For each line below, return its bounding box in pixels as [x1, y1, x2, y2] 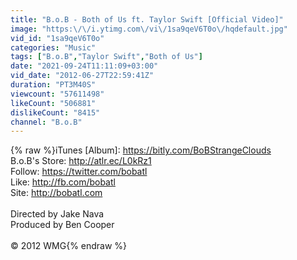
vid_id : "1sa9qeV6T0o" [10, 33, 105, 43]
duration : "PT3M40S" [10, 80, 97, 90]
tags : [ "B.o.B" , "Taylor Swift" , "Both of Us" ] [10, 52, 203, 62]
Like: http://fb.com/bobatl [10, 176, 116, 188]
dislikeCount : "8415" [10, 107, 101, 118]
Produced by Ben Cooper [10, 219, 115, 231]
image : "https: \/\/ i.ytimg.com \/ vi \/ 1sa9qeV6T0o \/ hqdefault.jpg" [10, 24, 288, 34]
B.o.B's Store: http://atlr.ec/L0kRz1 [10, 155, 152, 167]
